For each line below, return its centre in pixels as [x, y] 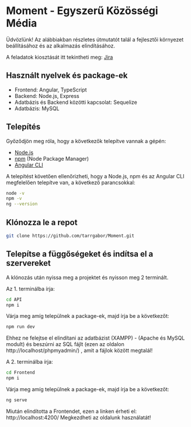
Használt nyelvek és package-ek [67, 75]
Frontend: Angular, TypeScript [51, 90]
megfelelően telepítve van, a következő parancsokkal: [71, 182]
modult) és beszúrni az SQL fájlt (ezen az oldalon [65, 344]
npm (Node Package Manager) [52, 158]
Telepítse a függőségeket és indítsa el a [80, 254]
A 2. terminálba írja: [30, 362]
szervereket [28, 263]
